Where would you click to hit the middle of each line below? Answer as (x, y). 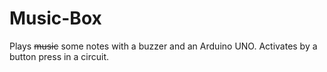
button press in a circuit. (59, 56)
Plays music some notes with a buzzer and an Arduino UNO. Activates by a (163, 46)
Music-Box (55, 18)
